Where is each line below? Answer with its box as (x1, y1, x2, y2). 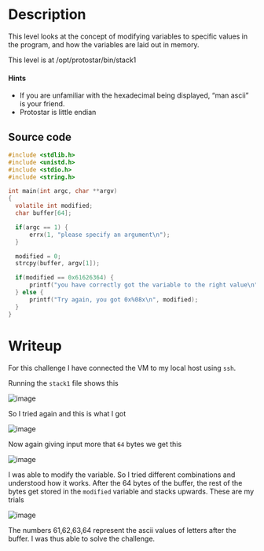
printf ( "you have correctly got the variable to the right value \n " (28, 281, 258, 289)
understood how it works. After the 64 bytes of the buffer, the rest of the (8, 478, 243, 487)
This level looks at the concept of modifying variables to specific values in (8, 31, 248, 41)
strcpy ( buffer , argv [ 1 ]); (15, 260, 101, 268)
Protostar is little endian (19, 108, 97, 117)
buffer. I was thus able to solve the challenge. (8, 534, 156, 543)
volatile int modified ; (15, 202, 93, 210)
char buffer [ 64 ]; (15, 209, 72, 217)
